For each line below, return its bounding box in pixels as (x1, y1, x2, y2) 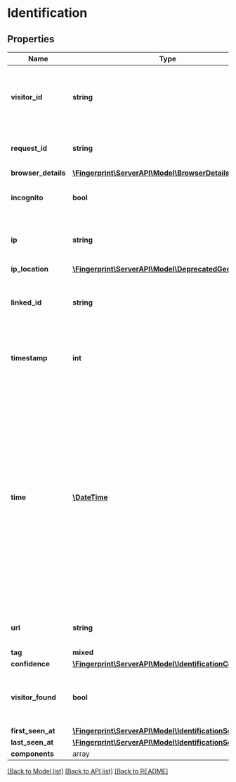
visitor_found (11, 692, 56, 702)
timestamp (11, 353, 48, 362)
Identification (7, 5, 88, 21)
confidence (11, 659, 51, 668)
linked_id (11, 298, 42, 307)
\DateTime (72, 492, 108, 502)
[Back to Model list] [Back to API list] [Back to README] (7, 767, 169, 775)
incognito (11, 193, 44, 202)
